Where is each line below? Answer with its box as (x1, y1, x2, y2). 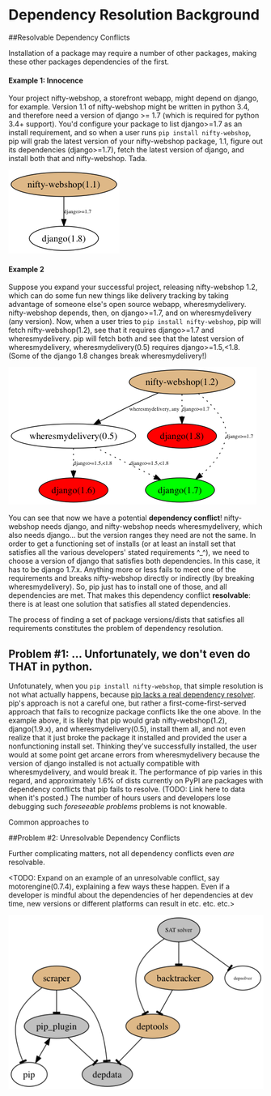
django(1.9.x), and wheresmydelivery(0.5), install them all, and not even (8, 724, 246, 734)
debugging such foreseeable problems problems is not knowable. (8, 802, 228, 812)
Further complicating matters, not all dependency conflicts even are (8, 849, 235, 859)
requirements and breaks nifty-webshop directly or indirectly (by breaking (8, 574, 255, 583)
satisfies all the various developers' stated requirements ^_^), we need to (8, 548, 250, 557)
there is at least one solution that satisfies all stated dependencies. (8, 599, 231, 609)
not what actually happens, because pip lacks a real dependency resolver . (8, 690, 256, 700)
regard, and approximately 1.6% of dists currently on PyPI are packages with (8, 776, 264, 786)
